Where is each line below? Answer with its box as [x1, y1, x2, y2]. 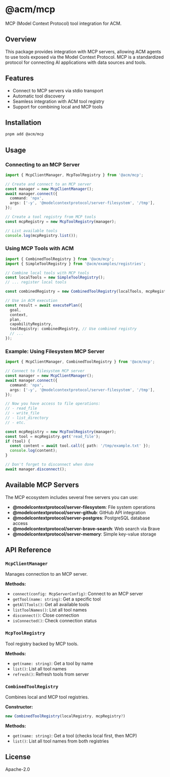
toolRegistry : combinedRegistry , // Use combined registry [10, 326, 137, 332]
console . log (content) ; [10, 448, 58, 453]
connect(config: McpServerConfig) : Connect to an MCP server [12, 591, 143, 597]
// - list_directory [5, 415, 49, 420]
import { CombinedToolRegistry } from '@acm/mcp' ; [5, 256, 114, 262]
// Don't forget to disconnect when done [5, 462, 94, 467]
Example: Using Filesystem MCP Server [5, 347, 105, 355]
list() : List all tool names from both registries [12, 738, 109, 744]
